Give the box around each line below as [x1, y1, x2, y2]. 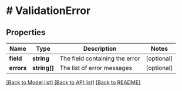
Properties [6, 27, 46, 37]
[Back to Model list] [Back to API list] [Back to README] [6, 79, 141, 86]
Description [83, 45, 117, 52]
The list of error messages [59, 64, 132, 72]
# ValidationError [6, 4, 91, 17]
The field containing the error [59, 54, 140, 62]
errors [9, 64, 27, 72]
